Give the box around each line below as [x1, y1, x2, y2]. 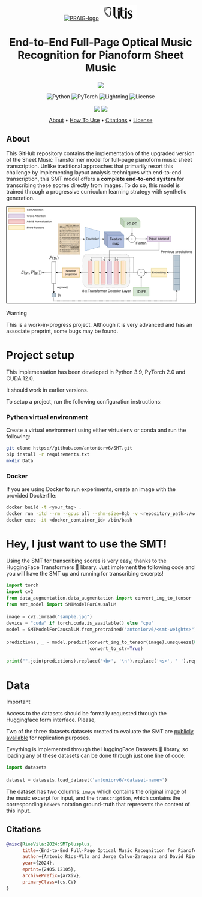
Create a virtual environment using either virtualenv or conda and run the [6, 426, 186, 434]
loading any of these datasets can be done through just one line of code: [6, 752, 186, 760]
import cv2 [6, 588, 34, 595]
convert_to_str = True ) [89, 645, 144, 652]
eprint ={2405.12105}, [22, 866, 77, 872]
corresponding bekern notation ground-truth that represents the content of [6, 800, 191, 808]
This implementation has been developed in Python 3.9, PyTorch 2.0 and [6, 368, 186, 376]
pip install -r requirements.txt [6, 451, 90, 457]
